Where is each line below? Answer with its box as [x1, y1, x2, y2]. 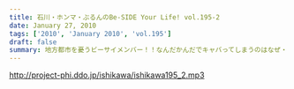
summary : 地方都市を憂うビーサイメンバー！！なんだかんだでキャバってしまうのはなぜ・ [9, 46, 288, 55]
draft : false [9, 37, 57, 47]
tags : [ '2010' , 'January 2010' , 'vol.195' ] [9, 29, 172, 38]
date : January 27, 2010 [9, 21, 97, 30]
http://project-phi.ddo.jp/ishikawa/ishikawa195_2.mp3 [9, 70, 205, 80]
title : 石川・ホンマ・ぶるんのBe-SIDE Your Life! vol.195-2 [9, 12, 221, 22]
